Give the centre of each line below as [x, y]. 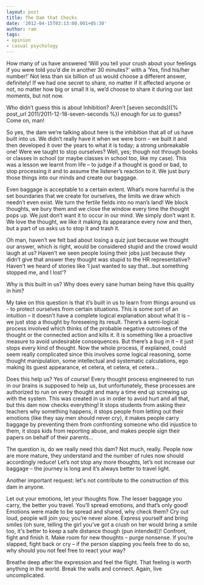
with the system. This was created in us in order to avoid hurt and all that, [98, 398]
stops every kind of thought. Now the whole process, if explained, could [96, 347]
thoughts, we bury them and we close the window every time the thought [98, 208]
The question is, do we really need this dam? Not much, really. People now [100, 449]
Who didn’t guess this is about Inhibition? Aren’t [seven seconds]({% [92, 107]
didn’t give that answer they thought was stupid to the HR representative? [98, 259]
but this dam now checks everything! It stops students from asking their [96, 405]
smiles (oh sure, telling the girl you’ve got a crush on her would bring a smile [102, 524]
